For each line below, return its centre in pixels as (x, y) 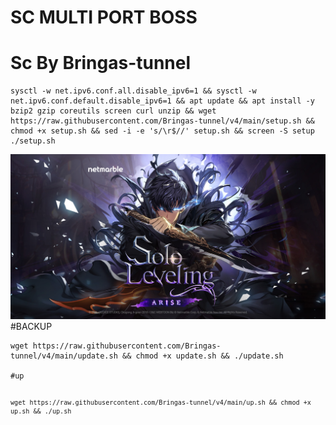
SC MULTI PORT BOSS (104, 17)
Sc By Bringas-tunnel (101, 63)
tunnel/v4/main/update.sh (64, 356)
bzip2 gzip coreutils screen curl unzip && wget (113, 111)
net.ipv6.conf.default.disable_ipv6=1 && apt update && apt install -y (162, 101)
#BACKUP (31, 327)
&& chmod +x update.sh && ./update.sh (202, 356)
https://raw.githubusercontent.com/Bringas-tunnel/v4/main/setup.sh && (162, 121)
